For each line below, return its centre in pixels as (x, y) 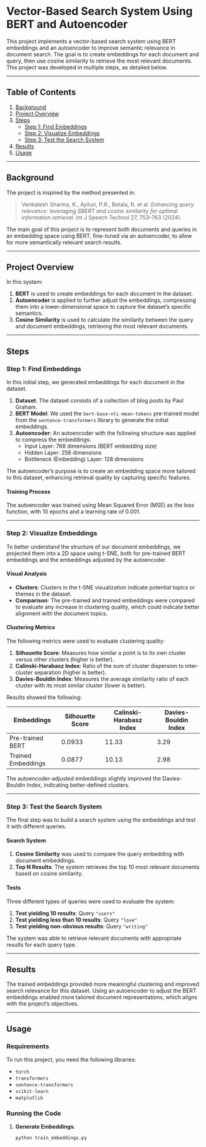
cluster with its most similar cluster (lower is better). (81, 685)
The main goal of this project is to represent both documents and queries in (102, 229)
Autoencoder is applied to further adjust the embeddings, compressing (105, 300)
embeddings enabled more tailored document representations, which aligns (102, 997)
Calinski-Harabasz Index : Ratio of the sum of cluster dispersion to (99, 665)
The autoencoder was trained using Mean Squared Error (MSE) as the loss (100, 505)
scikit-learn (32, 1092)
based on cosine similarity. (49, 874)
